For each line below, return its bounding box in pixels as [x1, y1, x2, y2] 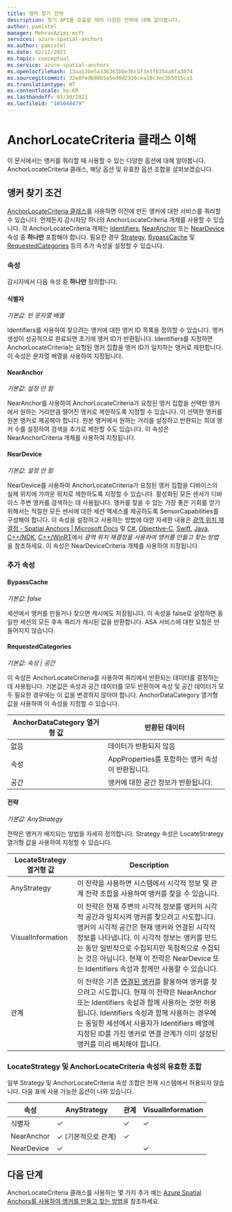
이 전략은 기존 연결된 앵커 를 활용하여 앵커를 [77, 977, 209, 986]
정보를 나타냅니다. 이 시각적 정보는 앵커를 [77, 933, 203, 943]
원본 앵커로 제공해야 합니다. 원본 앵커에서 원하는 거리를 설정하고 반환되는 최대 [7, 416, 215, 425]
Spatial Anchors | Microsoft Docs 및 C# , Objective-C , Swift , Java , [24, 524, 210, 533]
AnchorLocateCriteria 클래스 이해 [7, 132, 197, 148]
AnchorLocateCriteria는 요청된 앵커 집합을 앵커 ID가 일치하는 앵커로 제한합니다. [7, 343, 223, 351]
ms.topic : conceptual [7, 55, 70, 62]
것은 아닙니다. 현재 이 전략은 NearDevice [85, 954, 212, 964]
